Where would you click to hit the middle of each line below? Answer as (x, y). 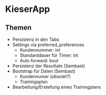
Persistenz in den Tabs (36, 39)
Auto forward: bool (39, 60)
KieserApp (28, 9)
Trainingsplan (34, 82)
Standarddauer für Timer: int (49, 55)
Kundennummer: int (40, 50)
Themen (18, 28)
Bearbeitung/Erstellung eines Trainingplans (56, 87)
